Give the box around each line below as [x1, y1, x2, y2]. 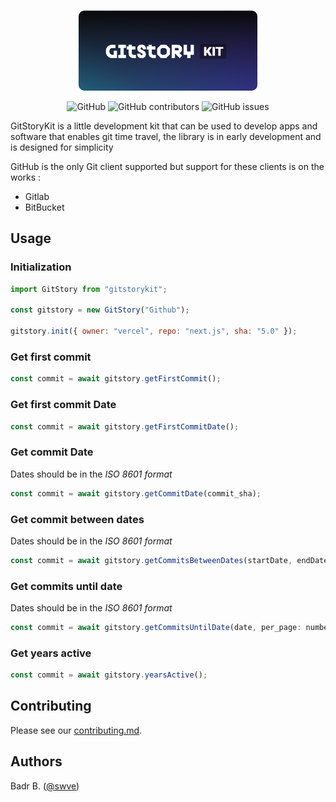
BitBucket [24, 201, 65, 213]
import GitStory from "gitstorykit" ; [10, 284, 168, 294]
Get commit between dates [10, 512, 145, 526]
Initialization [10, 260, 72, 274]
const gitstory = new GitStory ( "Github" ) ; [10, 305, 190, 315]
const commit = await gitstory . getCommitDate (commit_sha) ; [10, 488, 262, 499]
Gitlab [24, 191, 50, 202]
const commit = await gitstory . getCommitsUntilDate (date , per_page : [10, 623, 302, 633]
